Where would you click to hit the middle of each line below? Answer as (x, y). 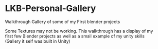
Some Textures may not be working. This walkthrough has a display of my (79, 31)
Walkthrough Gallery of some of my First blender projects (62, 22)
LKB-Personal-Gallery (51, 8)
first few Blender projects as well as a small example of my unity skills (75, 36)
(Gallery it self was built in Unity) (38, 41)
